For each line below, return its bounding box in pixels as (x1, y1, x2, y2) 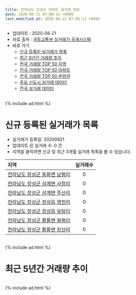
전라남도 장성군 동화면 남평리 (7, 171, 71, 178)
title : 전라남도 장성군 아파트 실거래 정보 (5, 7, 80, 12)
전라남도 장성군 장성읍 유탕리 (7, 208, 71, 215)
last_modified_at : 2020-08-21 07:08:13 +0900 (5, 16, 100, 21)
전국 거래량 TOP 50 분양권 (19, 73, 70, 79)
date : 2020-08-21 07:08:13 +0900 (5, 12, 74, 17)
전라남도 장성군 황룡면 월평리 (7, 217, 71, 224)
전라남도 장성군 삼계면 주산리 (7, 189, 71, 196)
